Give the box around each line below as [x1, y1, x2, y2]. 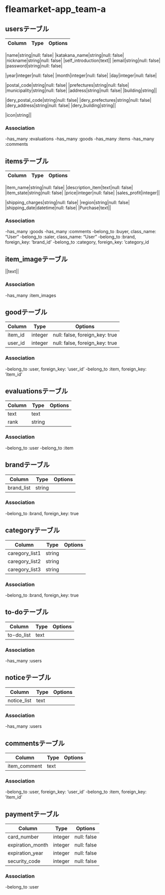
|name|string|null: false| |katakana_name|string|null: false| [5, 52, 124, 58]
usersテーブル [5, 24, 49, 33]
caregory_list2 [7, 558, 41, 565]
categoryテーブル [5, 526, 60, 535]
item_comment [7, 762, 42, 769]
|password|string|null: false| [5, 63, 63, 68]
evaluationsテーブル [5, 387, 68, 395]
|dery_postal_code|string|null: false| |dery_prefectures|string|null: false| [5, 97, 152, 103]
